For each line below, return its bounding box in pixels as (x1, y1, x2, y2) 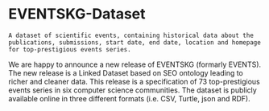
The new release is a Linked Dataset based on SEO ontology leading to (8, 68, 244, 77)
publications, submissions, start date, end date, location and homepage (8, 38, 262, 47)
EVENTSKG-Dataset (8, 5, 147, 23)
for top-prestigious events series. (8, 45, 131, 53)
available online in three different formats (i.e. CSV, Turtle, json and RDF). (8, 93, 251, 103)
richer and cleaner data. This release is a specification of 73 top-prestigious (8, 76, 260, 86)
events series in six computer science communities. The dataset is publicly (8, 85, 258, 95)
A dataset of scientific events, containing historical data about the (8, 31, 254, 39)
